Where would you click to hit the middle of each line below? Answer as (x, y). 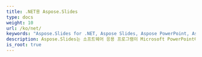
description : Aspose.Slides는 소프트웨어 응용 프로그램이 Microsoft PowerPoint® (102, 39)
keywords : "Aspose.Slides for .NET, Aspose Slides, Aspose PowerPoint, (98, 34)
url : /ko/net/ (24, 28)
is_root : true (24, 45)
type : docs (20, 17)
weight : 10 (20, 23)
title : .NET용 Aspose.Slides (42, 12)
